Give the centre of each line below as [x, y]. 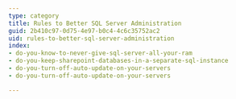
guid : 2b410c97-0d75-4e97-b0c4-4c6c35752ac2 [84, 31]
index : [19, 46]
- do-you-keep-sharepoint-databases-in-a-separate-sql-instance [118, 61]
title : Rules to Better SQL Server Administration [95, 23]
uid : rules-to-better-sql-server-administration [91, 38]
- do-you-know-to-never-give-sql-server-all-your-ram [101, 53]
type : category [34, 16]
